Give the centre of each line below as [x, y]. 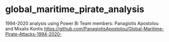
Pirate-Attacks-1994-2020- [34, 34]
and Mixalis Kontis [24, 28]
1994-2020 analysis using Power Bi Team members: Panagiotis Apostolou [82, 23]
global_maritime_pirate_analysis [75, 9]
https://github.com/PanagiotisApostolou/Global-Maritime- [104, 28]
